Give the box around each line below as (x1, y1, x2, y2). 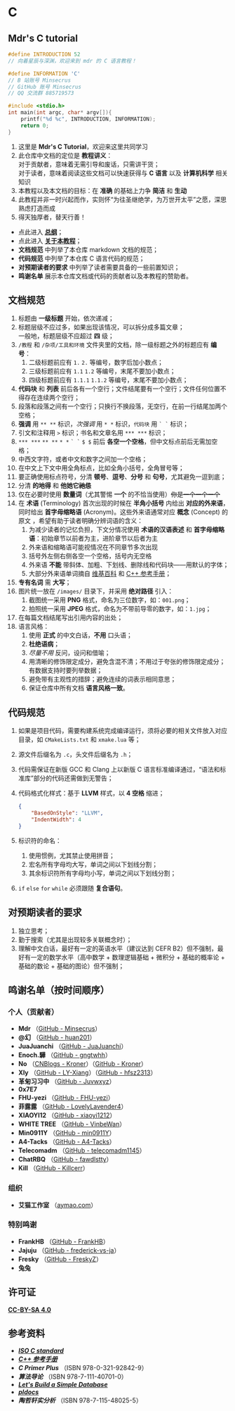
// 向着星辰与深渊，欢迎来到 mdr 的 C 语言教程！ (8, 57, 137, 64)
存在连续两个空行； (24, 394, 80, 402)
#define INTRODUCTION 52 (8, 51, 81, 58)
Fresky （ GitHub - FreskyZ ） (18, 1255, 102, 1263)
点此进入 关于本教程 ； (18, 237, 82, 245)
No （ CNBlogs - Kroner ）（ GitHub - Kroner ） (18, 1060, 148, 1068)
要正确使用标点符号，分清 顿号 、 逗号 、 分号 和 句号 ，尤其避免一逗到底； (18, 472, 227, 481)
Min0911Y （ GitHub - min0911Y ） (18, 1129, 116, 1137)
